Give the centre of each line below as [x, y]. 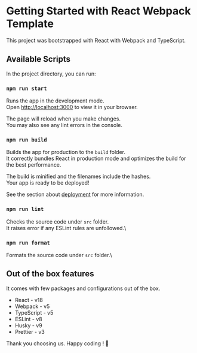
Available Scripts [38, 59]
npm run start [27, 88]
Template [30, 24]
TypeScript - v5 [34, 312]
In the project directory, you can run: [51, 74]
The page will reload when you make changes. [64, 119]
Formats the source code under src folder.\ [59, 255]
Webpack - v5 [32, 306]
